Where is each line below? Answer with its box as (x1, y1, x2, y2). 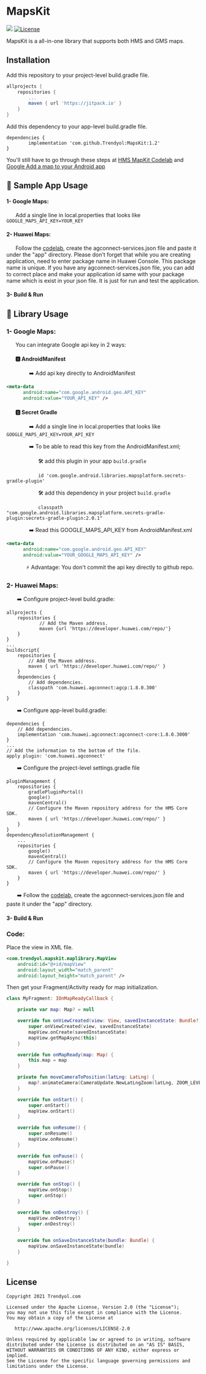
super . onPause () (28, 1164, 70, 1170)
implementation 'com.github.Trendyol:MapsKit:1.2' (28, 140, 161, 146)
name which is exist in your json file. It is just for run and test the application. (6, 277, 200, 284)
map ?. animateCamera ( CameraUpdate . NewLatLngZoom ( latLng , (28, 1080, 174, 1086)
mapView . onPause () (28, 1159, 75, 1165)
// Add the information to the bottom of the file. (6, 747, 141, 754)
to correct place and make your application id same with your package (6, 270, 185, 277)
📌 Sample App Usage (6, 180, 88, 191)
